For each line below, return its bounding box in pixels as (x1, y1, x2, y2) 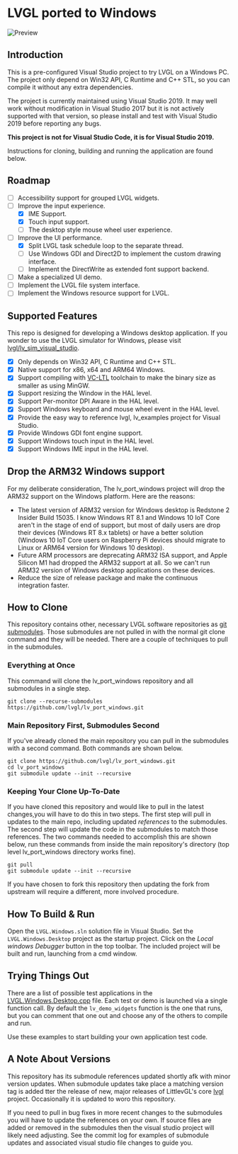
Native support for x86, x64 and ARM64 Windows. (17, 366, 165, 374)
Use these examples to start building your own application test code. (7, 1032, 208, 1041)
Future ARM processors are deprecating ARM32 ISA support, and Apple (17, 550, 228, 559)
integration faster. (17, 581, 69, 589)
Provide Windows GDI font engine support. (17, 429, 143, 437)
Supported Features (7, 310, 98, 322)
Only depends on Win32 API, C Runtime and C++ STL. (17, 358, 176, 366)
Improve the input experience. (17, 201, 106, 210)
